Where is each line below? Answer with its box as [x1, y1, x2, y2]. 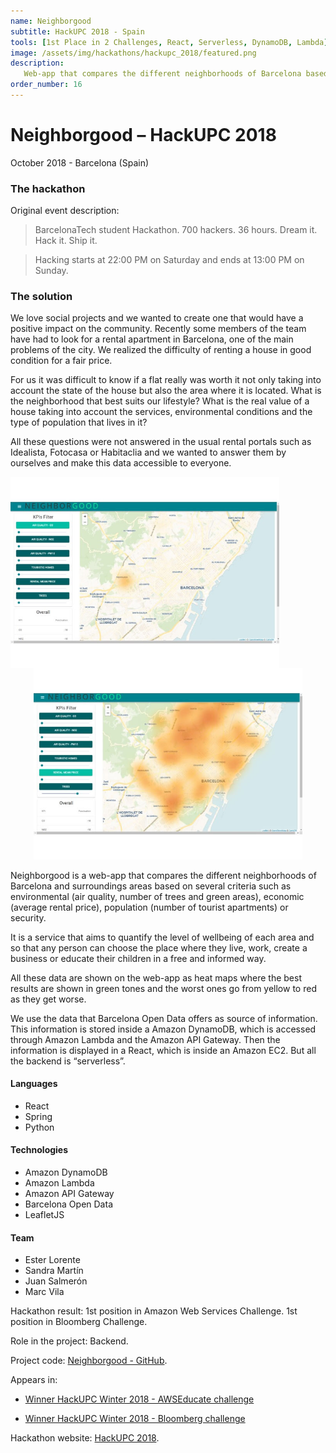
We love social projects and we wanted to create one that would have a [10, 312, 304, 324]
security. [10, 911, 47, 924]
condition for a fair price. [10, 355, 113, 367]
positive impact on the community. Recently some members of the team [10, 323, 307, 335]
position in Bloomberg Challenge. [10, 1316, 148, 1328]
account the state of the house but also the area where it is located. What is [10, 385, 322, 397]
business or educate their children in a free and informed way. [10, 952, 267, 964]
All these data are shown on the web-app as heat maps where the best [10, 971, 302, 984]
